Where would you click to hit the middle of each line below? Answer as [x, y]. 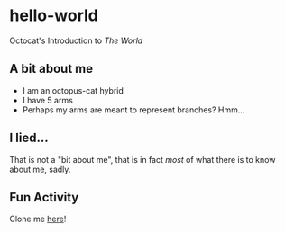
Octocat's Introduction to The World [76, 40]
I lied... [29, 138]
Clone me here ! [38, 219]
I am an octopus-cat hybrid [73, 90]
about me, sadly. [40, 169]
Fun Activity [44, 197]
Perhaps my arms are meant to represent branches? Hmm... [133, 110]
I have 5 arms [48, 100]
